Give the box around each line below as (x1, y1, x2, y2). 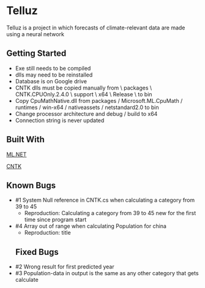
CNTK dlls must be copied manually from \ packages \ (15, 84, 152, 91)
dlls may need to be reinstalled (15, 71, 93, 78)
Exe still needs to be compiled (15, 64, 91, 72)
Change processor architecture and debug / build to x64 (15, 110, 158, 117)
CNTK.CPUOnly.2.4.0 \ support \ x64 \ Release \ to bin (15, 90, 152, 98)
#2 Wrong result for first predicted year (15, 263, 114, 270)
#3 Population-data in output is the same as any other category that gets (15, 270, 199, 277)
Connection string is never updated (15, 116, 105, 124)
